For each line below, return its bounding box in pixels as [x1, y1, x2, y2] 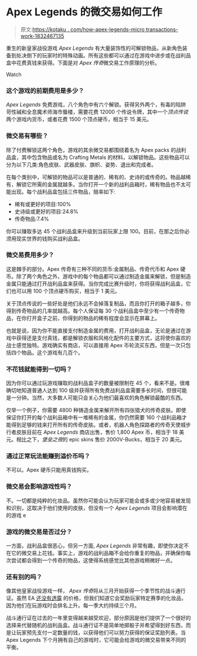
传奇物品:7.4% [14, 215, 49, 222]
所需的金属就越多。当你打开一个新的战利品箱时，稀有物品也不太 [31, 181, 186, 188]
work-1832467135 [20, 32, 64, 39]
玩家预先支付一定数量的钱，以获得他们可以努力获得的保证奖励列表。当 [16, 629, 186, 636]
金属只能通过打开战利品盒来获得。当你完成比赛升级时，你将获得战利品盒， [6, 280, 186, 287]
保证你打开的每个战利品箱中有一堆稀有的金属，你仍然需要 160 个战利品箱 [6, 414, 182, 421]
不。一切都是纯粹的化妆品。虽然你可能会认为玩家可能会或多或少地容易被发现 [6, 497, 191, 504]
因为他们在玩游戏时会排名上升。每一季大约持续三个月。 [6, 602, 140, 609]
